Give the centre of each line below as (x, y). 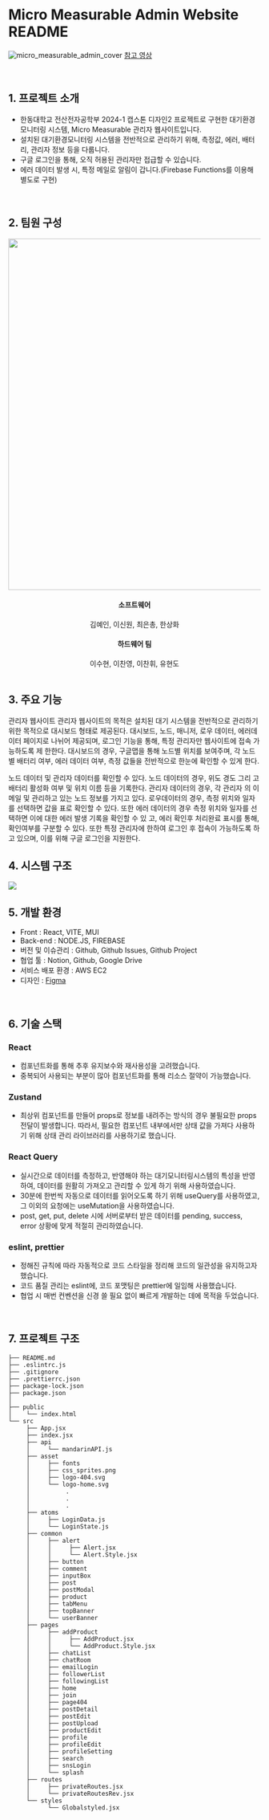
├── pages (42, 1625)
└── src (21, 1421)
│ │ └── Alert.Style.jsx (82, 1555)
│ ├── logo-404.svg (66, 1477)
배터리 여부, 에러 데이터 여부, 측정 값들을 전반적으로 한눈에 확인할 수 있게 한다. (138, 761)
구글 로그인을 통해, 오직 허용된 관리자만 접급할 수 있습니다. (110, 159)
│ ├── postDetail (62, 1709)
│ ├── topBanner (60, 1611)
